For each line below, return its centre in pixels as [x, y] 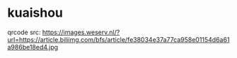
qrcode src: [24, 32]
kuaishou [35, 13]
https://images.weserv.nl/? [81, 32]
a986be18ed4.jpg [33, 47]
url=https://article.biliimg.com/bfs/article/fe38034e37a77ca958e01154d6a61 [118, 39]
